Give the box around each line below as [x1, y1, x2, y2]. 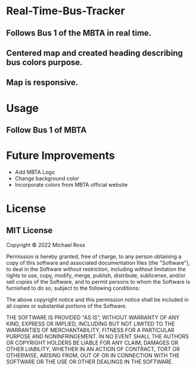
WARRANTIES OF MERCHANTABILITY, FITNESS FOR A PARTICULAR [6, 326, 175, 334]
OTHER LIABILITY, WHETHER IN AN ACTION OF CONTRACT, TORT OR [6, 345, 180, 352]
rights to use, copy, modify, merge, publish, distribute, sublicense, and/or [6, 272, 186, 279]
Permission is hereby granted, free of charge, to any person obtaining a [6, 253, 182, 260]
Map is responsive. [6, 77, 79, 87]
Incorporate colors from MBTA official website [14, 181, 128, 188]
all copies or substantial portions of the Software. [6, 302, 127, 309]
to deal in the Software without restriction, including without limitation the [6, 265, 186, 272]
